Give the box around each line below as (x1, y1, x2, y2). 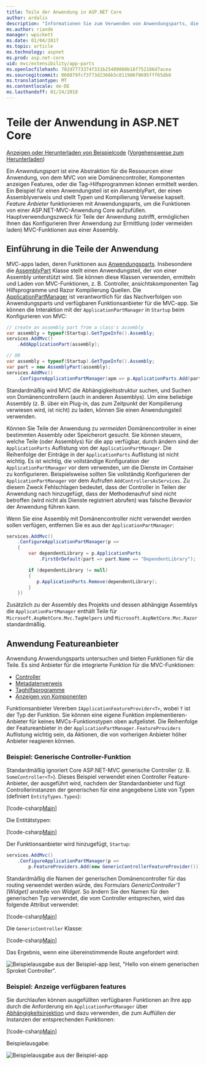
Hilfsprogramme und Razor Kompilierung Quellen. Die (6, 286, 142, 294)
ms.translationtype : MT (6, 77, 67, 84)
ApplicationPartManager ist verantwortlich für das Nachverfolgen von (6, 293, 182, 300)
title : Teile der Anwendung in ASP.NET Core (6, 9, 122, 15)
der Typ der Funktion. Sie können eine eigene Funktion (6, 711, 145, 719)
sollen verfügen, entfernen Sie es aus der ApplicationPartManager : (6, 521, 175, 529)
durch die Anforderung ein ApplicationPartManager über (6, 1003, 148, 1010)
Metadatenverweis (15, 680, 63, 687)
